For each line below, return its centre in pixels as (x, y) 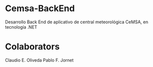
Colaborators (33, 47)
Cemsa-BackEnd (40, 8)
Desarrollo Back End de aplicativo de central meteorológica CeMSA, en (76, 22)
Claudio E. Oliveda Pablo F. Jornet (39, 60)
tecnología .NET (21, 27)
